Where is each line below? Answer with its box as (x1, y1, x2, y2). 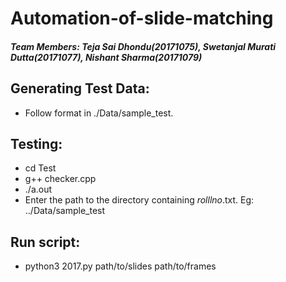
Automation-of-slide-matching (10, 7, 274, 30)
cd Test (24, 162, 57, 174)
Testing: (10, 135, 63, 152)
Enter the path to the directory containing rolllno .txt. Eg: (24, 194, 255, 206)
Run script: (10, 233, 81, 251)
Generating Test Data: (10, 80, 150, 97)
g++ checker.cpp (24, 173, 97, 185)
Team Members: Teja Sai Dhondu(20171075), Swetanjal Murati (10, 40, 277, 52)
